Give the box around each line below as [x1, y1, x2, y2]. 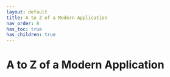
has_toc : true [6, 26, 43, 32]
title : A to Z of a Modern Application [6, 15, 108, 21]
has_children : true [6, 32, 56, 38]
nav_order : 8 [6, 20, 40, 26]
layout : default [6, 9, 48, 15]
